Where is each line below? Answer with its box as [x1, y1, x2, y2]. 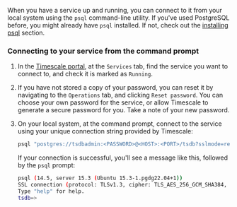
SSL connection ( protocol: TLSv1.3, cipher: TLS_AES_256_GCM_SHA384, [17, 182, 228, 189]
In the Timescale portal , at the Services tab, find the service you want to [17, 62, 229, 71]
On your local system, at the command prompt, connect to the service [17, 119, 222, 128]
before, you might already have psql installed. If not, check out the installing [7, 21, 229, 29]
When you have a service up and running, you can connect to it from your [7, 6, 223, 14]
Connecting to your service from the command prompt [7, 46, 200, 56]
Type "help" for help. [17, 187, 85, 195]
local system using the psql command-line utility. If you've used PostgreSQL [7, 13, 230, 22]
